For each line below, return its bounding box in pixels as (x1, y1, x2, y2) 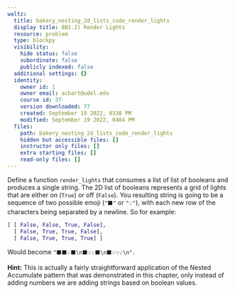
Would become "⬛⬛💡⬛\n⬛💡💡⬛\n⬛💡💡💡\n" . (7, 247, 135, 256)
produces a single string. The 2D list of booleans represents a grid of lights (7, 183, 226, 191)
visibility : (13, 43, 50, 51)
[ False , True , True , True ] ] (13, 234, 103, 242)
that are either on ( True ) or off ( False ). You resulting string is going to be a (7, 190, 224, 199)
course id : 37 (20, 97, 62, 104)
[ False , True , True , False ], (13, 228, 103, 235)
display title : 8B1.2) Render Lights (13, 23, 126, 31)
